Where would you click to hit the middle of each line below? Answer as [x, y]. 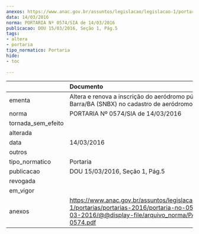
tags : [13, 34]
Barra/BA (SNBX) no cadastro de [115, 104]
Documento [86, 86]
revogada [22, 181]
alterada [21, 133]
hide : [13, 56]
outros [18, 152]
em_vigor [22, 191]
